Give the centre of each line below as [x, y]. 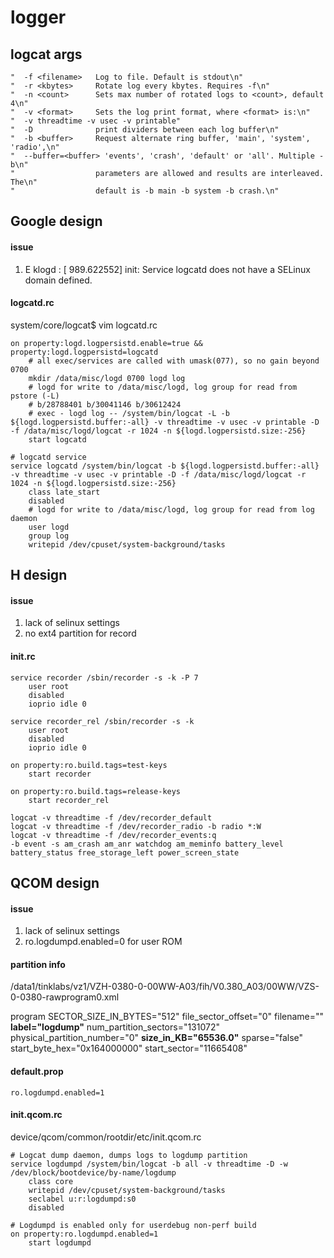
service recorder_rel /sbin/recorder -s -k [102, 721]
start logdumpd [60, 1242]
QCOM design [55, 882]
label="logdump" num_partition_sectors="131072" [115, 1027]
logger [38, 17]
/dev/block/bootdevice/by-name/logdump [93, 1172]
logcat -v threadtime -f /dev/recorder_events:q [113, 835]
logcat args [46, 54]
